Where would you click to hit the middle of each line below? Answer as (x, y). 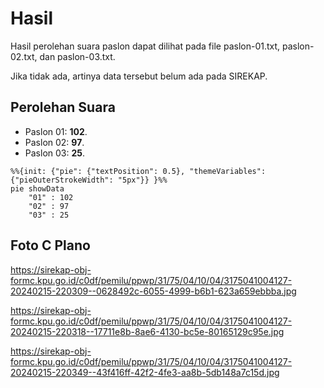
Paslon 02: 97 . (54, 142)
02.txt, (24, 56)
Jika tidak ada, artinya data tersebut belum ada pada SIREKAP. (139, 76)
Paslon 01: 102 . (56, 131)
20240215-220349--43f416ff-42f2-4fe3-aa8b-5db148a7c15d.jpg (145, 372)
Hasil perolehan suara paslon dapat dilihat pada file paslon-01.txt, (145, 46)
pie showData (37, 188)
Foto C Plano (50, 245)
